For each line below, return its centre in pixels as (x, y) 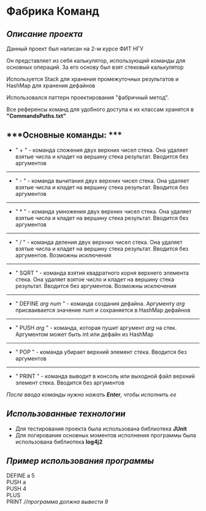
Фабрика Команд (53, 11)
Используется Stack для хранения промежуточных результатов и (93, 79)
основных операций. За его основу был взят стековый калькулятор (95, 67)
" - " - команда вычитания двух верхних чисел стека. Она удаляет (102, 181)
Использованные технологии (66, 414)
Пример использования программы (80, 461)
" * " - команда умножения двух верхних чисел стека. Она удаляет (103, 211)
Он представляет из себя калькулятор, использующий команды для (96, 60)
